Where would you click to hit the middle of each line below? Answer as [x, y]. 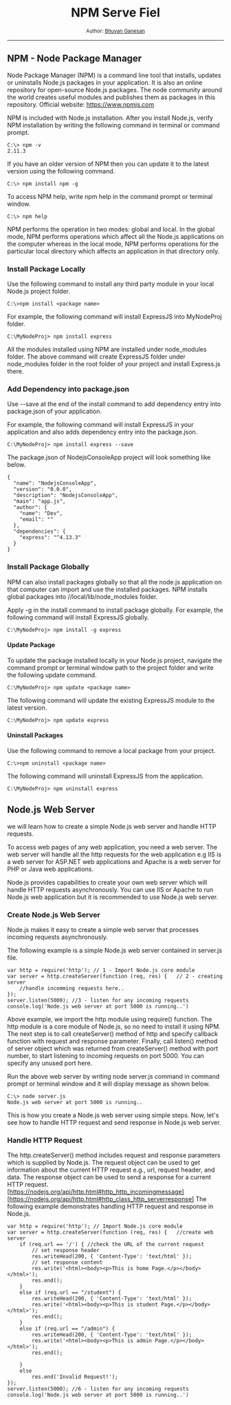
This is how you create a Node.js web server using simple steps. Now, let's [113, 1115]
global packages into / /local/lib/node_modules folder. [82, 596]
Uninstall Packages [35, 735]
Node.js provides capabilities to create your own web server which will [107, 882]
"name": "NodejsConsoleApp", [55, 483]
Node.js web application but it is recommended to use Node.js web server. [113, 897]
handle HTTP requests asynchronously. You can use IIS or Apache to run [110, 889]
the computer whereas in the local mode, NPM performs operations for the [113, 244]
